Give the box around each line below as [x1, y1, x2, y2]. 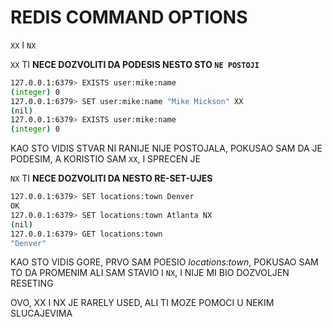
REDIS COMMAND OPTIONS [10, 6, 248, 29]
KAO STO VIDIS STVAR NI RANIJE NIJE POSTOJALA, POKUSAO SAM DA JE [10, 142, 323, 155]
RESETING [10, 277, 54, 290]
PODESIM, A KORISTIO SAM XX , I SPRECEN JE [10, 153, 201, 165]
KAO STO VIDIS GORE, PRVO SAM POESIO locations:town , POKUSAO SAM [10, 256, 319, 268]
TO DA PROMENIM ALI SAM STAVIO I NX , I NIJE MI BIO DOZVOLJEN [10, 267, 290, 279]
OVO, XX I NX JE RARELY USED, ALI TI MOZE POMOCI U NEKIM [10, 297, 275, 309]
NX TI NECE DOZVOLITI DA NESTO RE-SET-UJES [10, 172, 213, 185]
